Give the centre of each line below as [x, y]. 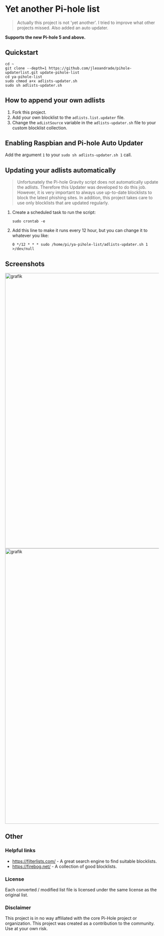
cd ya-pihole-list [24, 77]
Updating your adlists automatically [61, 170]
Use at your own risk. [26, 929]
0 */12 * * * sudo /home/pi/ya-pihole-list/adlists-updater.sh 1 [80, 245]
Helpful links [20, 850]
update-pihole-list [60, 72]
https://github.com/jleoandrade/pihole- [90, 68]
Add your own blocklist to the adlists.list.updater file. [68, 117]
